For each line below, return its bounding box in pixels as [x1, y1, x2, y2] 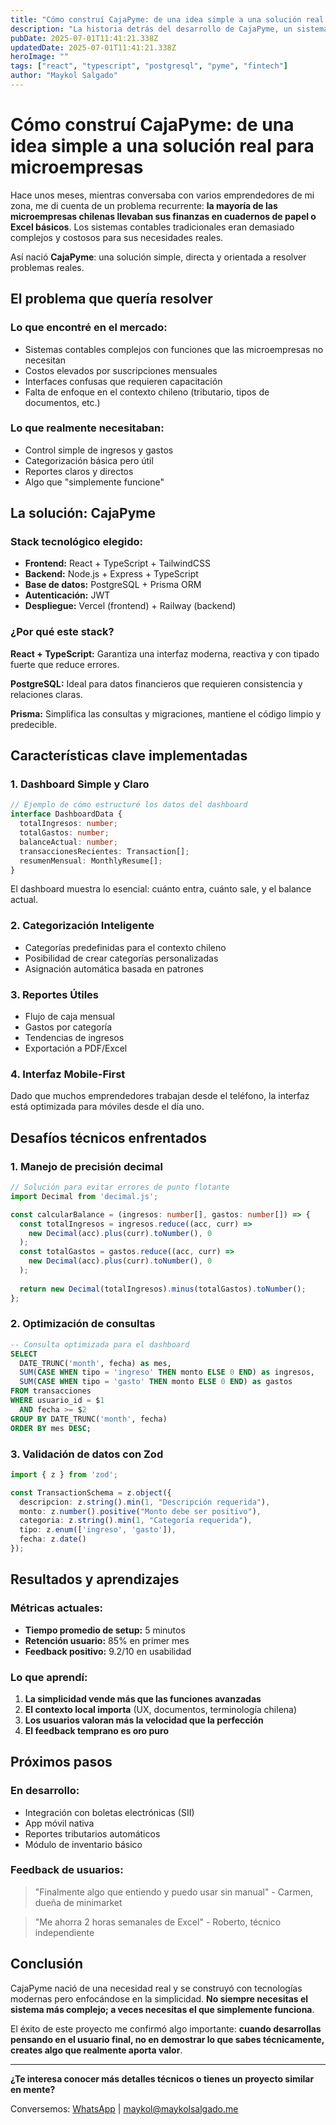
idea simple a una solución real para [10, 135, 315, 158]
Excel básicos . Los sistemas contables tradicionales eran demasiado [10, 221, 295, 233]
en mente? [10, 2083, 56, 2095]
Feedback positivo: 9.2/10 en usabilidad [24, 1645, 192, 1657]
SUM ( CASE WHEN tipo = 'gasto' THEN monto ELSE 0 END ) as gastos [19, 1377, 293, 1387]
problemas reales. [10, 261, 85, 273]
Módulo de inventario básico [24, 1838, 143, 1850]
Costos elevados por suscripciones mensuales [24, 364, 218, 376]
